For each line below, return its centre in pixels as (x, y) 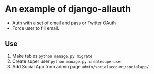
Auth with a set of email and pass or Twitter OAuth (64, 23)
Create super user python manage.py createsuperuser (67, 61)
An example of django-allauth (68, 9)
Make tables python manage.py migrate (52, 56)
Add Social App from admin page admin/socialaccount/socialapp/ (81, 66)
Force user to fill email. (36, 28)
